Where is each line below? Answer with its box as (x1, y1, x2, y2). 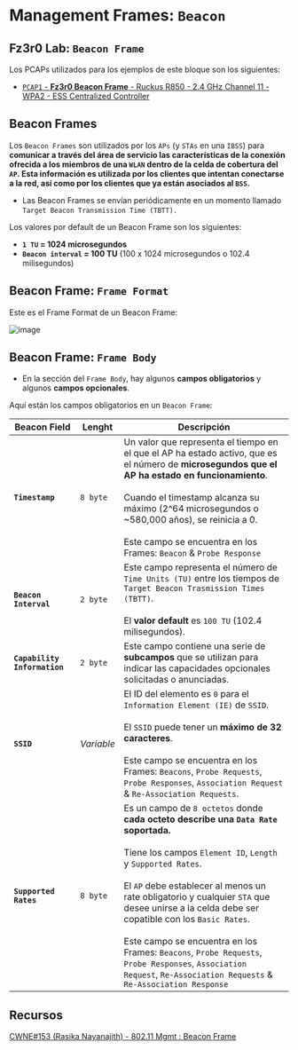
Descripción (177, 421, 231, 433)
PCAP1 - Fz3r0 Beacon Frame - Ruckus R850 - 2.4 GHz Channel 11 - (21, 82, 270, 91)
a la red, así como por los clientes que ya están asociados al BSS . (9, 178, 250, 188)
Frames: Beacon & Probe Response (123, 547, 262, 559)
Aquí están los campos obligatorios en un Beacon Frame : (9, 400, 213, 411)
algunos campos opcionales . (21, 383, 130, 393)
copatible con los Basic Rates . (123, 913, 250, 926)
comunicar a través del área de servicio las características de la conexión (9, 149, 286, 160)
